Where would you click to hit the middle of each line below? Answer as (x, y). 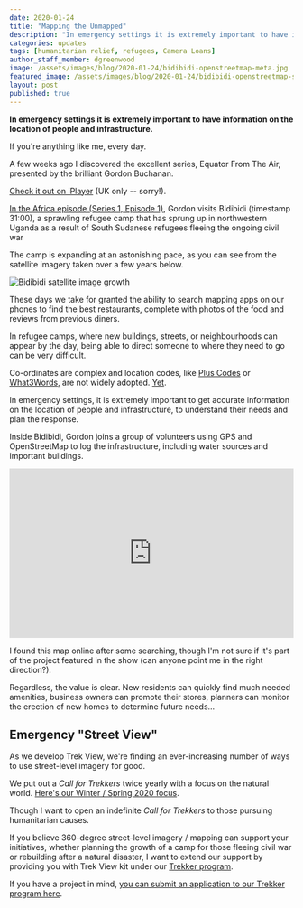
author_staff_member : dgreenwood (72, 60)
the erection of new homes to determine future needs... (112, 707)
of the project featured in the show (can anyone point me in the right (136, 660)
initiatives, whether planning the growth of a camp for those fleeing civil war (151, 847)
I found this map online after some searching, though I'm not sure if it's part (150, 651)
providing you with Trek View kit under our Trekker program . (121, 866)
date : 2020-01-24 (42, 18)
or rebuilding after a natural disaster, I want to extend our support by (136, 857)
